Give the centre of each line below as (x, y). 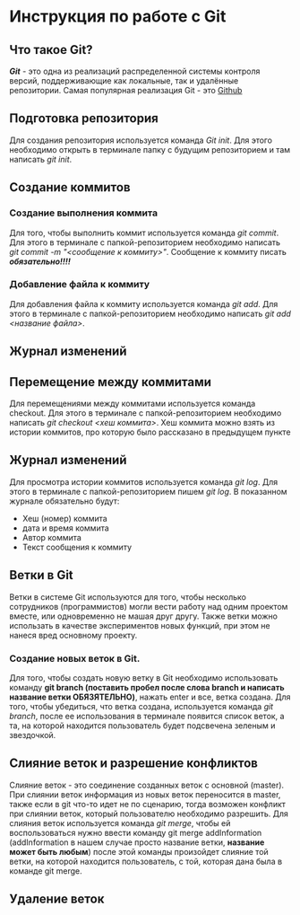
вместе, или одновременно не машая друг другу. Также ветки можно (144, 616)
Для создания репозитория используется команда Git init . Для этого (141, 140)
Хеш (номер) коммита (64, 518)
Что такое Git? (51, 50)
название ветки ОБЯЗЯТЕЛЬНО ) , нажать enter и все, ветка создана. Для (150, 697)
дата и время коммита (65, 528)
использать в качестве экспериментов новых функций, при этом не (140, 625)
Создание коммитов (70, 187)
